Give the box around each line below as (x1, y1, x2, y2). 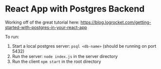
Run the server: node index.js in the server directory (12, 53, 118, 59)
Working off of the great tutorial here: (5, 19, 80, 25)
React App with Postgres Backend (5, 3, 145, 14)
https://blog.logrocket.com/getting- (80, 19, 151, 25)
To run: (5, 34, 19, 40)
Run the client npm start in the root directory (12, 58, 101, 64)
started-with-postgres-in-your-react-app (5, 24, 87, 30)
